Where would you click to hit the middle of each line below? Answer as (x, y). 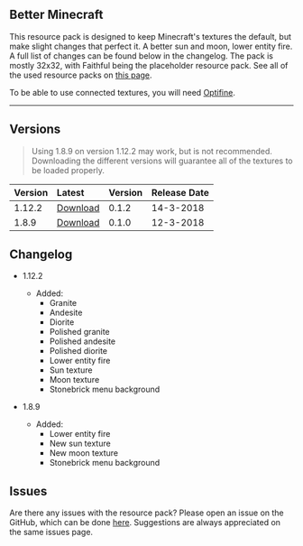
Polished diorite (78, 351)
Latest (71, 192)
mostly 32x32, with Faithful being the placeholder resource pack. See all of (149, 65)
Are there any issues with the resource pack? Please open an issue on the (147, 513)
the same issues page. (51, 532)
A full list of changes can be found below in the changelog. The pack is (141, 56)
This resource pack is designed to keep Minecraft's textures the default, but (150, 36)
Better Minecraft (56, 15)
